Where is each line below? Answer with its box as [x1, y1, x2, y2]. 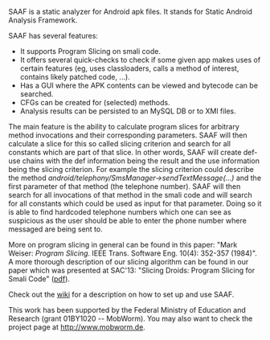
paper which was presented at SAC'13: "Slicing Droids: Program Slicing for [8, 265, 256, 275]
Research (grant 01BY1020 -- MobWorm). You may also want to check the [8, 313, 253, 323]
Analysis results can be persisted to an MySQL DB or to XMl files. [19, 106, 237, 116]
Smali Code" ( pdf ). [8, 274, 71, 284]
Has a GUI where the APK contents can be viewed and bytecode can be [19, 80, 259, 90]
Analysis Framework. [8, 15, 78, 25]
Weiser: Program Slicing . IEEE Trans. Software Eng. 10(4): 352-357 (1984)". [8, 248, 257, 258]
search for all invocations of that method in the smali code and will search [8, 190, 253, 199]
